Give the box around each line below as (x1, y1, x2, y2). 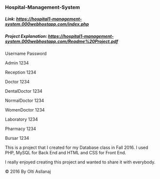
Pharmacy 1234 (5, 126, 36, 132)
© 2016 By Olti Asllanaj (5, 169, 51, 175)
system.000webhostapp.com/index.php (5, 21, 89, 27)
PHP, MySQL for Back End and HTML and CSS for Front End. (5, 150, 127, 156)
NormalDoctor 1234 (5, 98, 45, 103)
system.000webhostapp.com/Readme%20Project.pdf (5, 38, 118, 44)
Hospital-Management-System (5, 4, 80, 11)
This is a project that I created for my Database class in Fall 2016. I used (5, 145, 149, 150)
